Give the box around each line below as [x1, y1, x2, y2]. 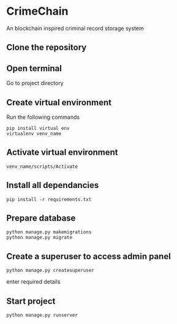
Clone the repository [6, 42, 87, 53]
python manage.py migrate [6, 235, 72, 241]
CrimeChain [6, 4, 69, 18]
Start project [6, 296, 56, 306]
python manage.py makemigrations [6, 229, 92, 235]
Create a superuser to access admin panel [6, 251, 171, 262]
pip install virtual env [6, 125, 70, 131]
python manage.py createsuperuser [6, 268, 95, 274]
